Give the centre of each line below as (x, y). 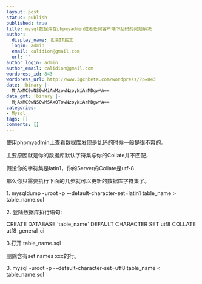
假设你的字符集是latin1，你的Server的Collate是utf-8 (70, 168)
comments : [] (23, 125)
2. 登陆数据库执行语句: (34, 212)
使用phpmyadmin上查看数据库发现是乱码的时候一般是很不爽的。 (86, 142)
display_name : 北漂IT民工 (43, 40)
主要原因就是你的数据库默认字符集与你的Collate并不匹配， (79, 156)
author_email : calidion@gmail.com (50, 68)
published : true (27, 23)
